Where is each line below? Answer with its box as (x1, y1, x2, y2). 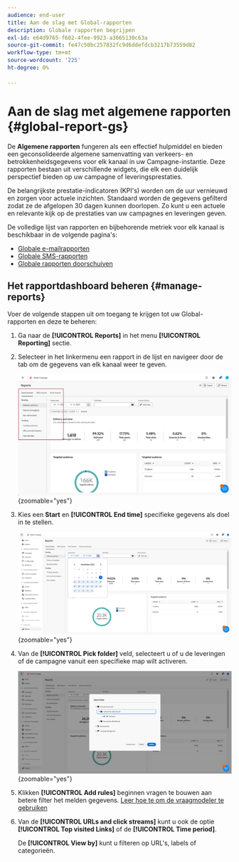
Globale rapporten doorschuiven (17, 259, 114, 267)
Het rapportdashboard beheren (7, 279, 149, 292)
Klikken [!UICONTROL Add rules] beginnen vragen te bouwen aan (17, 789, 212, 797)
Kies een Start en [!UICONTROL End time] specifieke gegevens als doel (17, 510, 230, 518)
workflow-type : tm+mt (7, 49, 72, 56)
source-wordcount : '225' (7, 57, 81, 64)
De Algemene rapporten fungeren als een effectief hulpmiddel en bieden (7, 142, 223, 150)
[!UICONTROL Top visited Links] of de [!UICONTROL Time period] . (17, 825, 217, 833)
